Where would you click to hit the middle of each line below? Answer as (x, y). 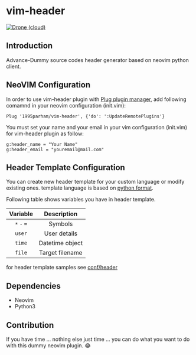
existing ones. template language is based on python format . (80, 188)
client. (14, 66)
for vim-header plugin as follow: (45, 133)
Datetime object (61, 243)
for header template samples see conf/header (62, 268)
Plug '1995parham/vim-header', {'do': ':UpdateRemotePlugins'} (86, 116)
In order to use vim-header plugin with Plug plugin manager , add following (96, 99)
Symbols (61, 224)
